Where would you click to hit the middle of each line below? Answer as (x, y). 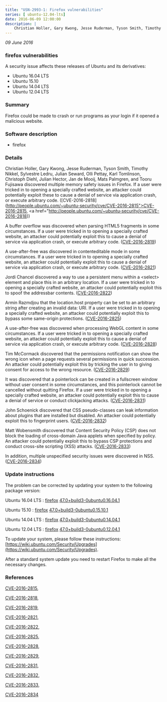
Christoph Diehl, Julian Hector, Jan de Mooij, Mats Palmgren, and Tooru (79, 179)
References (19, 577)
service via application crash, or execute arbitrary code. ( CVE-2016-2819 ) (81, 242)
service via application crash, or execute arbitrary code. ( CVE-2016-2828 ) (81, 344)
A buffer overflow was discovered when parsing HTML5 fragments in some (82, 226)
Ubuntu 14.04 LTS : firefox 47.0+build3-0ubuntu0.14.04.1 (63, 519)
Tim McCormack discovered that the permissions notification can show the (82, 354)
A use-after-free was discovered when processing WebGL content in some (82, 328)
